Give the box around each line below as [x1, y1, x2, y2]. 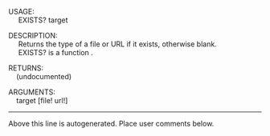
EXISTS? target [18, 15, 68, 25]
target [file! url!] [15, 96, 68, 105]
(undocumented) [15, 72, 72, 81]
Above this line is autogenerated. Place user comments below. [8, 119, 215, 128]
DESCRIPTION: [8, 31, 58, 40]
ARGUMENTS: [8, 87, 56, 97]
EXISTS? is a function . [18, 48, 94, 57]
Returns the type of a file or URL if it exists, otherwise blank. [18, 39, 217, 49]
